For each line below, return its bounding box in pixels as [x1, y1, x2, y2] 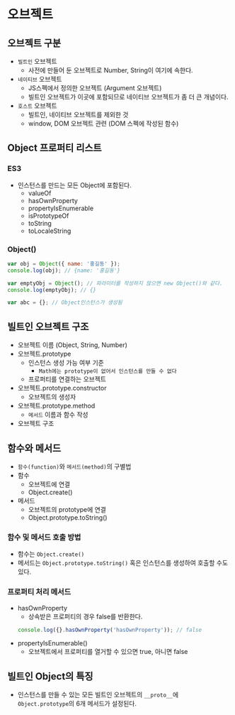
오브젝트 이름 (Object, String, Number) [17, 341, 127, 349]
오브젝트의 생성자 [28, 393, 76, 401]
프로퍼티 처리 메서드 [7, 587, 71, 597]
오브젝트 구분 [7, 37, 62, 49]
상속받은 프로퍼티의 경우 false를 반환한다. [28, 612, 143, 621]
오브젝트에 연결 [28, 480, 71, 489]
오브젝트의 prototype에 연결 [28, 505, 106, 513]
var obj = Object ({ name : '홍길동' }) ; [7, 260, 120, 267]
